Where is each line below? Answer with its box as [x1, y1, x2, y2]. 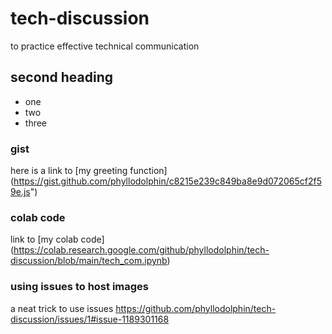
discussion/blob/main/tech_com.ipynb [10, 255, 168, 267]
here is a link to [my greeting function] [10, 165, 168, 177]
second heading [10, 69, 114, 86]
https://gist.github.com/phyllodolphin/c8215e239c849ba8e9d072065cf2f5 [13, 175, 323, 187]
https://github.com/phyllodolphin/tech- [115, 302, 277, 314]
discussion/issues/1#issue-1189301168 [10, 313, 170, 325]
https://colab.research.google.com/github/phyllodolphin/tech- [13, 244, 270, 256]
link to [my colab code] [10, 233, 105, 246]
